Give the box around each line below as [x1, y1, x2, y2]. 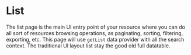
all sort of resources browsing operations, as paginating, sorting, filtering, [6, 29, 183, 36]
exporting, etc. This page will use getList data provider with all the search [6, 36, 185, 43]
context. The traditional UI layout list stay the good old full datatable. [6, 42, 171, 49]
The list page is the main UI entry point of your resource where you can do [6, 23, 186, 30]
